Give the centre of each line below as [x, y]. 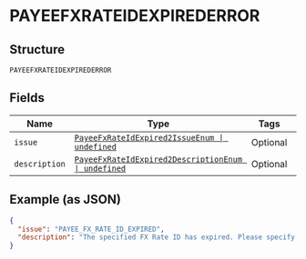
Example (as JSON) [65, 199]
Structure [37, 50]
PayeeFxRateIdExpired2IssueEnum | [149, 138]
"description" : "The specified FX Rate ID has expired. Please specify [157, 237]
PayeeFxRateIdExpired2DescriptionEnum [158, 159]
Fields [27, 98]
